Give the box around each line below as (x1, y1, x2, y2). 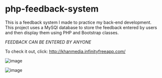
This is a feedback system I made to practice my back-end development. (5, 19, 152, 25)
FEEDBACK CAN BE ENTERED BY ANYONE (5, 39, 92, 45)
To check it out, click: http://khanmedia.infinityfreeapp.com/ (5, 48, 126, 54)
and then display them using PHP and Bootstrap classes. (5, 30, 119, 35)
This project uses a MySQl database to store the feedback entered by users (5, 24, 157, 30)
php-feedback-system (5, 3, 99, 15)
